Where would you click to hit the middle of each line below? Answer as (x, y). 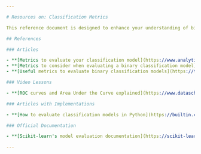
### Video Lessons (29, 82)
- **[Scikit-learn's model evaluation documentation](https (83, 136)
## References (24, 39)
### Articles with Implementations (51, 104)
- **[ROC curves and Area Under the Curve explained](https (83, 93)
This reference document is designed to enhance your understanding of (97, 28)
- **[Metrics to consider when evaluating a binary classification (92, 66)
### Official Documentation (41, 126)
